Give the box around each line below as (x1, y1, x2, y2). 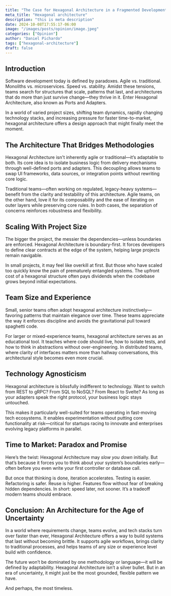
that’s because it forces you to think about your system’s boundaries (5, 460, 149, 466)
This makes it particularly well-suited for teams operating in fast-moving (5, 409, 157, 416)
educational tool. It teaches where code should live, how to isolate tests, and (5, 338, 166, 345)
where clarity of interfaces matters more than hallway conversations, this (5, 349, 159, 355)
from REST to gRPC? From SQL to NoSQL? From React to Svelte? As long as (5, 388, 164, 395)
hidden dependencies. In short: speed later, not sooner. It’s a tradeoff (5, 486, 150, 492)
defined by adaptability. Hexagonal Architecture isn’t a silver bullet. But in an (5, 564, 165, 570)
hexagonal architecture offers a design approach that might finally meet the (5, 121, 164, 127)
